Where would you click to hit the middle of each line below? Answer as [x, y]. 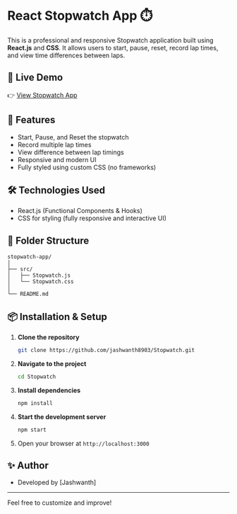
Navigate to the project [52, 363]
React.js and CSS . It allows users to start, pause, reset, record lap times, [113, 47]
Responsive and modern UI [57, 159]
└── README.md [28, 294]
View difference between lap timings [71, 152]
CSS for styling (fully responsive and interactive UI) [92, 218]
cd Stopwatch [37, 377]
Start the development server [62, 416]
